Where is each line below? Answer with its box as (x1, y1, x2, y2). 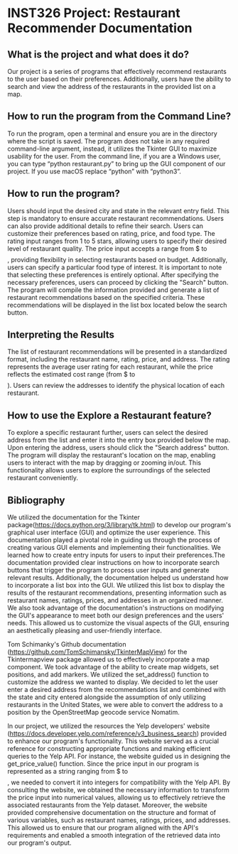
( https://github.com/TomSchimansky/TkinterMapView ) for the (7, 648, 188, 656)
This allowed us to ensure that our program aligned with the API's (7, 823, 199, 832)
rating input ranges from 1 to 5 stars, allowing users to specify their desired (7, 237, 227, 245)
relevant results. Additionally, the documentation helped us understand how (7, 573, 229, 582)
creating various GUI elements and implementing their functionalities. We (7, 544, 222, 552)
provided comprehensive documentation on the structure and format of (7, 809, 217, 817)
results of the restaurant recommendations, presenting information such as (7, 588, 227, 598)
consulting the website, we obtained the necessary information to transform (7, 786, 229, 794)
